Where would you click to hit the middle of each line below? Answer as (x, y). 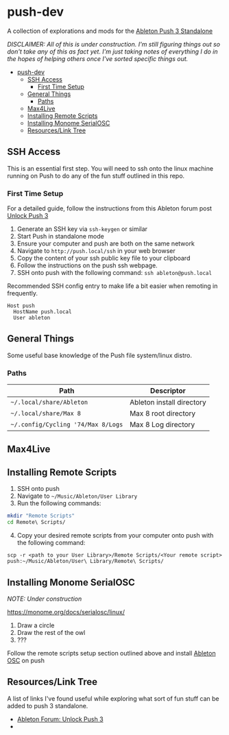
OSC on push (26, 660)
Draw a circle (36, 625)
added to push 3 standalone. (48, 706)
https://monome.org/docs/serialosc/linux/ (66, 612)
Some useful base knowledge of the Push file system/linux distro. (100, 355)
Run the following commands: (59, 503)
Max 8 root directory (162, 413)
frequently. (22, 293)
